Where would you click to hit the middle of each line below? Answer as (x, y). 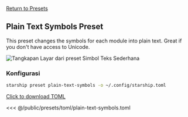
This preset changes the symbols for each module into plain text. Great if (94, 41)
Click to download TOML (36, 96)
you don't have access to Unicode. (48, 47)
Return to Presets (27, 8)
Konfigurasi (23, 73)
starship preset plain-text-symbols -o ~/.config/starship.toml (86, 86)
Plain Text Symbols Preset (55, 26)
